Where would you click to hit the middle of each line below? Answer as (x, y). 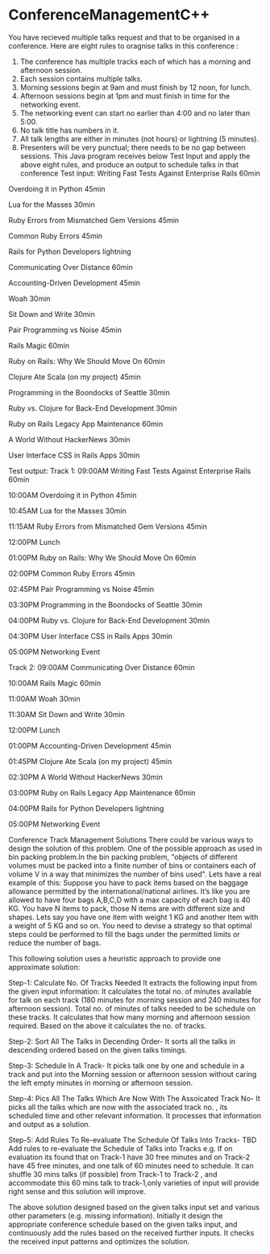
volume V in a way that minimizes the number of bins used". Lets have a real (135, 874)
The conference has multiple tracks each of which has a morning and (135, 61)
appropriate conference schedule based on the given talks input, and (123, 1224)
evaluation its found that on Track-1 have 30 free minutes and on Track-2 (129, 1157)
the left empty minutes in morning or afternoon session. (101, 1083)
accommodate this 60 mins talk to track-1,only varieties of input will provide (134, 1183)
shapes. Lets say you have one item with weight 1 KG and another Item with (133, 917)
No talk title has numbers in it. (69, 130)
